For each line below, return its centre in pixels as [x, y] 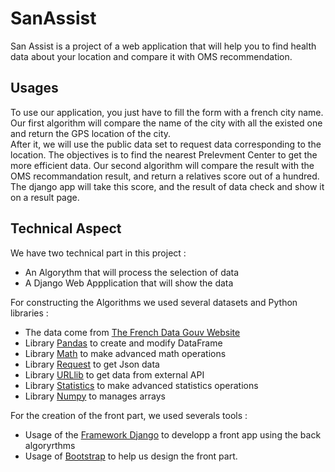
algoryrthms [50, 445]
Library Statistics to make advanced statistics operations [141, 385]
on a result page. [45, 197]
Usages [34, 88]
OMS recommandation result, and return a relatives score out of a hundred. [165, 176]
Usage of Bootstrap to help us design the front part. [131, 456]
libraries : [29, 313]
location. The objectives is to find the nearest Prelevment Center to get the [164, 154]
